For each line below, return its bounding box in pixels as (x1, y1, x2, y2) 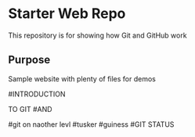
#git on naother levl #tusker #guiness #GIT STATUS (8, 119, 175, 129)
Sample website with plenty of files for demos (8, 74, 157, 83)
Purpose (8, 53, 51, 67)
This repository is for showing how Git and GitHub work (8, 31, 187, 40)
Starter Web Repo (8, 5, 126, 23)
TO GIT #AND (8, 104, 52, 114)
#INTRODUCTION (8, 89, 66, 99)
